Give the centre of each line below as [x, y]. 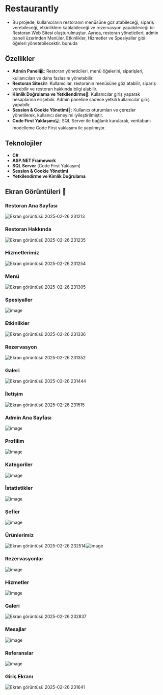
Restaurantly [32, 9]
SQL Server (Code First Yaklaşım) [46, 165]
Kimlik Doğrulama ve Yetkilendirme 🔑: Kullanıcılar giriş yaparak [76, 94]
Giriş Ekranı [19, 676]
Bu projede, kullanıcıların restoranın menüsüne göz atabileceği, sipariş [83, 22]
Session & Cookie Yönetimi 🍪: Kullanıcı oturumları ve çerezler [74, 110]
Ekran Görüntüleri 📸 [36, 191]
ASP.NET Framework [34, 160]
